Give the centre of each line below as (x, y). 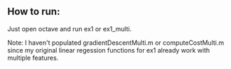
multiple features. (33, 58)
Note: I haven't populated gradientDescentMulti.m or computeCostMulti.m (116, 43)
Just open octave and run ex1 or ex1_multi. (70, 28)
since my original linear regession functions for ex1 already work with (109, 50)
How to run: (34, 12)
